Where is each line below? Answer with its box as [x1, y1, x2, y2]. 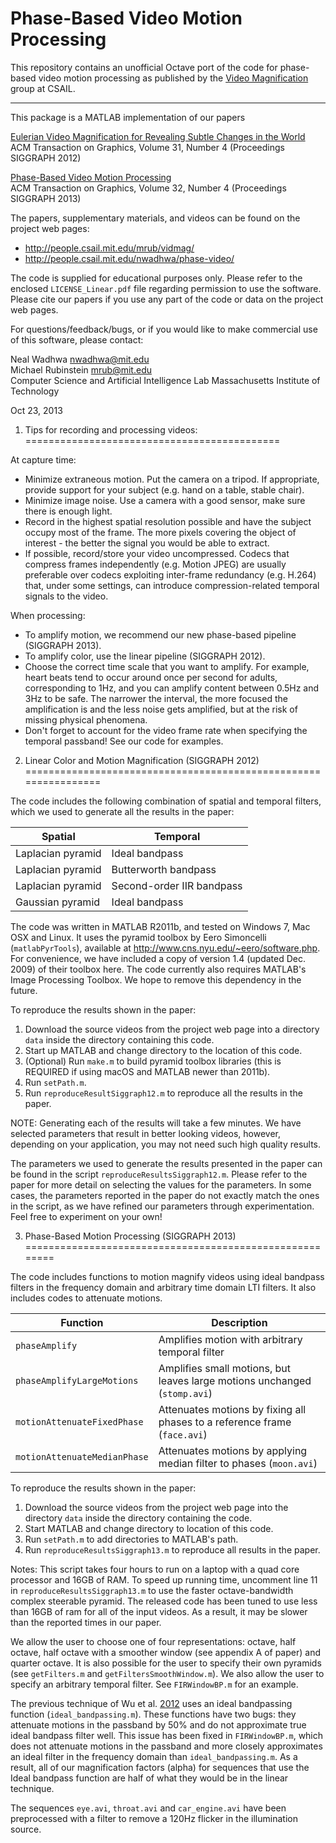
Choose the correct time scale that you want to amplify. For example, [24, 660, 310, 672]
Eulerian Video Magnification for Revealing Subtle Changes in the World [10, 130, 306, 142]
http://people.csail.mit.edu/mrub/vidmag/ [24, 242, 195, 254]
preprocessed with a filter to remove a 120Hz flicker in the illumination [10, 1812, 298, 1824]
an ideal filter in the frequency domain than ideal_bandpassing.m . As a [10, 1750, 298, 1762]
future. [10, 984, 38, 996]
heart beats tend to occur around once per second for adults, [24, 671, 278, 683]
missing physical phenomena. [24, 713, 148, 726]
